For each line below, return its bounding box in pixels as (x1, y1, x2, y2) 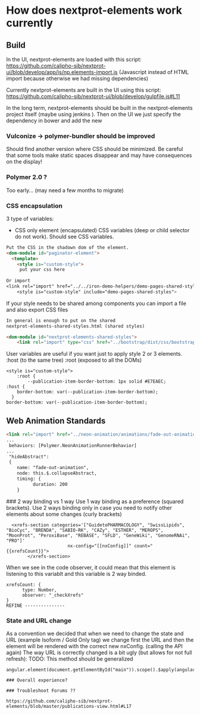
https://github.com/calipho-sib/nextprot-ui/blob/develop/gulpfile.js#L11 (6, 93, 180, 100)
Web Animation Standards (6, 415, 106, 426)
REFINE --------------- (6, 602, 65, 609)
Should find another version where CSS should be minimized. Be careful (6, 146, 183, 153)
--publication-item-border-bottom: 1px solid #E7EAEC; (27, 378, 167, 385)
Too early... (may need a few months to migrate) (6, 186, 124, 194)
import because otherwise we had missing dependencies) (6, 75, 149, 82)
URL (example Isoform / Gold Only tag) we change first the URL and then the (6, 636, 194, 643)
